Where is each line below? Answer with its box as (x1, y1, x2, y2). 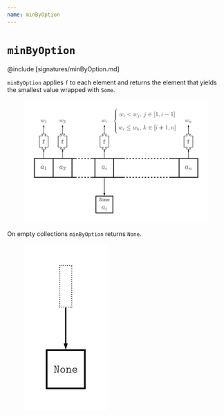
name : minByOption (7, 11, 60, 18)
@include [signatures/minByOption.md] (7, 64, 120, 73)
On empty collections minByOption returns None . (7, 230, 142, 238)
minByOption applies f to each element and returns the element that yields (7, 78, 217, 87)
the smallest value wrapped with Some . (7, 85, 115, 93)
